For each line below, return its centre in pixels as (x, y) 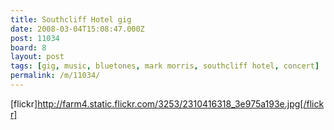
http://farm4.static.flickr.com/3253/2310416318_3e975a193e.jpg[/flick (181, 103)
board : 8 (28, 47)
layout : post (37, 57)
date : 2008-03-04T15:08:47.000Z (77, 29)
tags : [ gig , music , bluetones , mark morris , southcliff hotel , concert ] (165, 66)
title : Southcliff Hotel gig (71, 19)
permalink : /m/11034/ (55, 76)
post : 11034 (35, 38)
